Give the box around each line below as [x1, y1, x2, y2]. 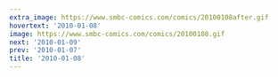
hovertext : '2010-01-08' [9, 21, 102, 30]
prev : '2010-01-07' [9, 46, 82, 55]
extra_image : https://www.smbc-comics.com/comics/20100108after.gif [9, 12, 269, 22]
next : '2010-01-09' [9, 37, 82, 47]
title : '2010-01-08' [9, 54, 86, 63]
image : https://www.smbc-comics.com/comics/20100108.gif [9, 29, 225, 38]
